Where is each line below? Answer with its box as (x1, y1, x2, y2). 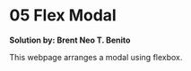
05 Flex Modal (9, 5, 117, 26)
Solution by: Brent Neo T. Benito (9, 35, 131, 45)
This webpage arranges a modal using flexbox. (9, 51, 183, 62)
